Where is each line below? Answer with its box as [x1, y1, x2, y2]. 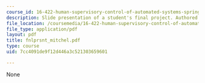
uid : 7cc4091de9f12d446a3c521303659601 [6, 49, 108, 55]
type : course [6, 43, 40, 49]
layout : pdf [6, 32, 37, 38]
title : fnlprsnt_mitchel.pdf [6, 37, 81, 43]
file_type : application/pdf [6, 26, 78, 32]
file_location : [6, 20, 45, 26]
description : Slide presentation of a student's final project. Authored [6, 15, 198, 21]
